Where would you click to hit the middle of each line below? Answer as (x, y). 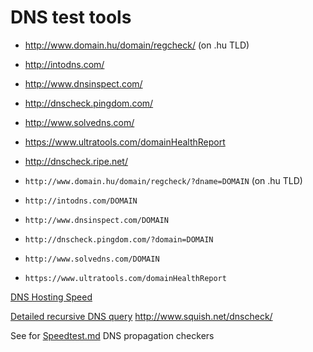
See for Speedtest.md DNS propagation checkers (112, 335)
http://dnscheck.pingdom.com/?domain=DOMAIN (119, 239)
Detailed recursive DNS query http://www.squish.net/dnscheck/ (141, 316)
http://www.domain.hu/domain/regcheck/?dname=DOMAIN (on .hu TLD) (163, 180)
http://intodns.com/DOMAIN (81, 201)
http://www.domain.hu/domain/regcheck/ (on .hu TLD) (137, 45)
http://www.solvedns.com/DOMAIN (92, 259)
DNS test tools (71, 17)
